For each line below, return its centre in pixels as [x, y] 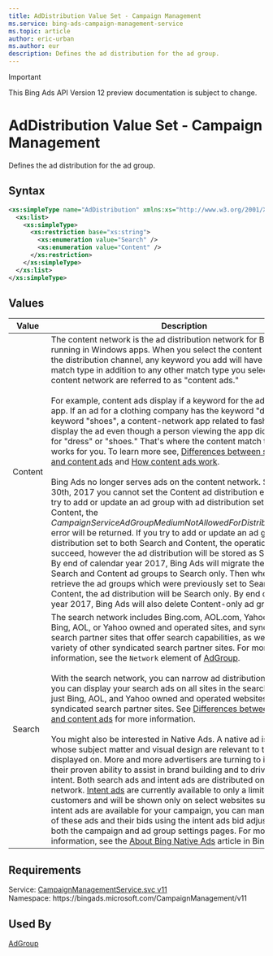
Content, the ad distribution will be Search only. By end [156, 594]
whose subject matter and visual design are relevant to [155, 749]
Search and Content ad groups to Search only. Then [150, 574]
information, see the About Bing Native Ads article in [150, 841]
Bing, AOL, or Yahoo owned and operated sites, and [149, 627]
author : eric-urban [41, 39]
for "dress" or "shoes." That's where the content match [156, 442]
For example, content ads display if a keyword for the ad [158, 401]
